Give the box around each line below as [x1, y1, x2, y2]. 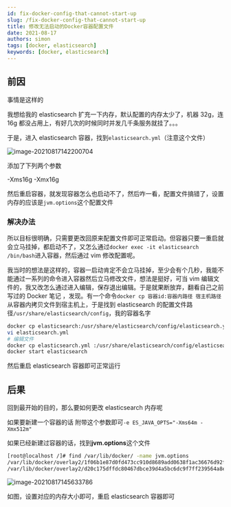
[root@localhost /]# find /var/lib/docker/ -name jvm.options [7, 453, 189, 459]
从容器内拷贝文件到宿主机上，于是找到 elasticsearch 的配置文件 [7, 300, 187, 308]
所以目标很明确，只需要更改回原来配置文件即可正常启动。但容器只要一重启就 [7, 234, 224, 242]
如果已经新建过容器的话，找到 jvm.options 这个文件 [7, 439, 151, 447]
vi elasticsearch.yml [7, 329, 69, 336]
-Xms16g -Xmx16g [7, 175, 60, 183]
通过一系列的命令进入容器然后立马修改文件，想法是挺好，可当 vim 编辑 [12, 274, 214, 283]
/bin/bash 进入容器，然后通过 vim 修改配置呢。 [7, 251, 139, 259]
